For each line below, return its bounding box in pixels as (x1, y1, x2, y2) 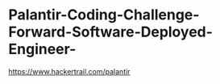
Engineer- (8, 40, 77, 58)
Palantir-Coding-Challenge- (8, 6, 200, 24)
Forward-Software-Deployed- (8, 23, 214, 41)
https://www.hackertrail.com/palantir (8, 66, 131, 76)
